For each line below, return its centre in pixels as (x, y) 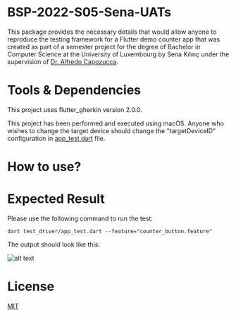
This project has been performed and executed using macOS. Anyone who (116, 123)
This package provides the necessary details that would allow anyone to (112, 32)
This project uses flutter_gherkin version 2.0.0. (75, 109)
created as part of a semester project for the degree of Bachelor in (104, 46)
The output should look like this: (54, 244)
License (31, 287)
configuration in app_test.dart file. (56, 138)
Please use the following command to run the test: (80, 218)
